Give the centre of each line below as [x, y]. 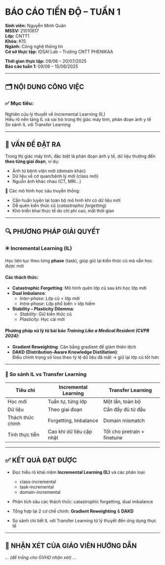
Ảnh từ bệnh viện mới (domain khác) [49, 171]
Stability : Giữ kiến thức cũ [46, 314]
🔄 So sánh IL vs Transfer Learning [46, 374]
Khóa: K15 [15, 41]
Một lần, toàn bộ [122, 401]
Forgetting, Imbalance [73, 420]
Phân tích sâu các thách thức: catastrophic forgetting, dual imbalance [82, 501]
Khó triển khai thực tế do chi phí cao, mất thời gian [63, 211]
